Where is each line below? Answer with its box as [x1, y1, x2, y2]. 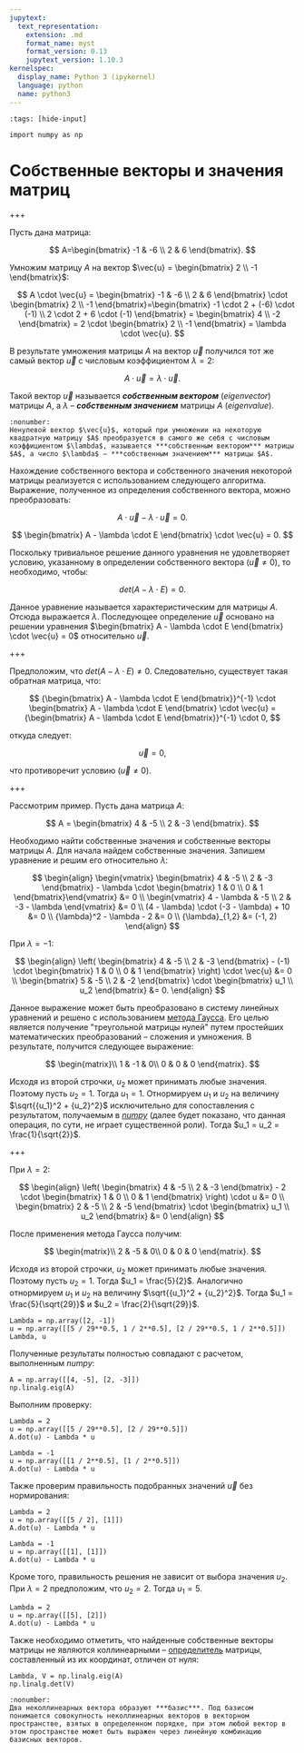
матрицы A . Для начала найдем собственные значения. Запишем [9, 846, 266, 857]
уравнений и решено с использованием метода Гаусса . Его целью [9, 1012, 270, 1023]
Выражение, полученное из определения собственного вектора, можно [9, 485, 291, 496]
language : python [17, 81, 83, 90]
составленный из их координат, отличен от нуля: [9, 1654, 200, 1665]
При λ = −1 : [9, 938, 54, 949]
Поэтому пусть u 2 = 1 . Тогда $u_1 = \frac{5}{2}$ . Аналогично [9, 1275, 243, 1288]
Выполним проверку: [9, 1400, 93, 1411]
